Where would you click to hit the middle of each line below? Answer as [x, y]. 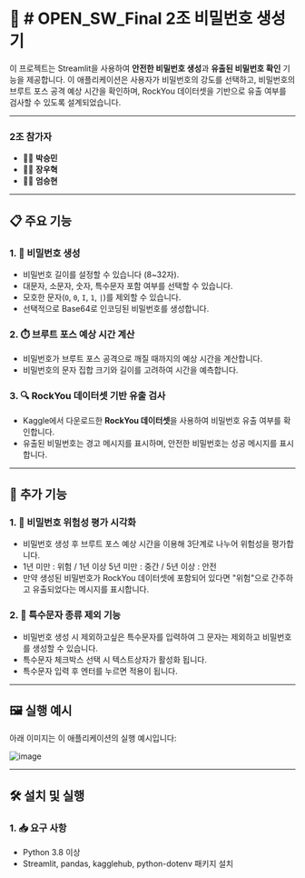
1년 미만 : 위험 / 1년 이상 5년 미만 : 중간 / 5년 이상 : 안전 [119, 567]
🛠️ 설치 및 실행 [47, 796]
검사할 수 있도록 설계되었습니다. [65, 102]
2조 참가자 [31, 136]
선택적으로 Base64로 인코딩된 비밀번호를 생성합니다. [116, 308]
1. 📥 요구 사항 [38, 828]
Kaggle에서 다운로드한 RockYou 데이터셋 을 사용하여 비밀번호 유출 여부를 [152, 420]
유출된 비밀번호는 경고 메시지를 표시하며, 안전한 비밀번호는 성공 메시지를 [150, 443]
